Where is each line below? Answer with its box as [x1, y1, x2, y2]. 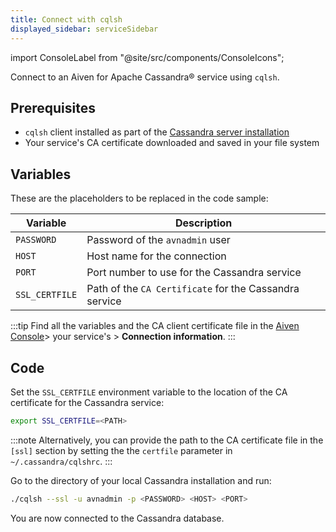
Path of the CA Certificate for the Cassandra [86, 282, 300, 296]
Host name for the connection [86, 249, 227, 263]
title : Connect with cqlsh [10, 14, 123, 25]
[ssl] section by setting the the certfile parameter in [10, 444, 233, 456]
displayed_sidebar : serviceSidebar [10, 24, 159, 34]
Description [174, 216, 233, 230]
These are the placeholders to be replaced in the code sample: [10, 192, 269, 205]
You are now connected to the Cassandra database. [10, 512, 225, 524]
